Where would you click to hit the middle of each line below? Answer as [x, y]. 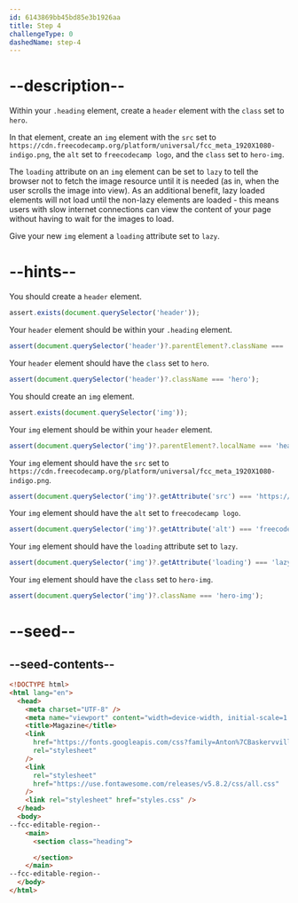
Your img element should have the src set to [89, 463]
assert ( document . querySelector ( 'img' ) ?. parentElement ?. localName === [141, 446]
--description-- [67, 86]
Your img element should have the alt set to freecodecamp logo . [125, 513]
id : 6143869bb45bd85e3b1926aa [65, 17]
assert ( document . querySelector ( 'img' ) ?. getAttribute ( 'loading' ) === [138, 563]
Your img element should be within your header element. [111, 429]
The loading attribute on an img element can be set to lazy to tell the [134, 172]
